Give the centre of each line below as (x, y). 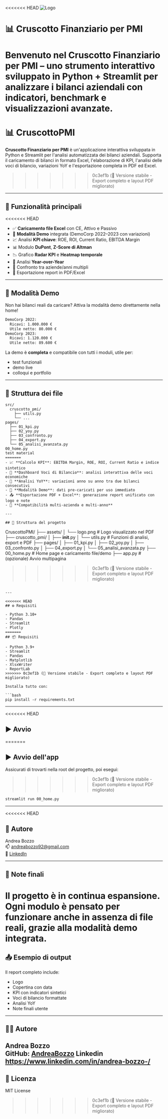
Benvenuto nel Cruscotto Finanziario (83, 55)
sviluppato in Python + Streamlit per (82, 76)
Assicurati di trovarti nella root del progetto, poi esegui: (62, 769)
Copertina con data (32, 987)
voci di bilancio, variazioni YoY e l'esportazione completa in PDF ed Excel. (81, 166)
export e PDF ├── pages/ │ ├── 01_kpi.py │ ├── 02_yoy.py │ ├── (74, 542)
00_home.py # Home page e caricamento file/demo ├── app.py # (73, 553)
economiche (16, 477)
